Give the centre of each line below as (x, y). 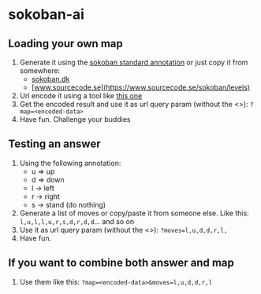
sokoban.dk (50, 79)
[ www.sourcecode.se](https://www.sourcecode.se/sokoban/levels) (141, 87)
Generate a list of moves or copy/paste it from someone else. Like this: (134, 213)
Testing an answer (54, 144)
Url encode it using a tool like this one (81, 96)
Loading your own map (66, 44)
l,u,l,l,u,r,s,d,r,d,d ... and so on (77, 221)
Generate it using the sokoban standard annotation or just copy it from (134, 62)
